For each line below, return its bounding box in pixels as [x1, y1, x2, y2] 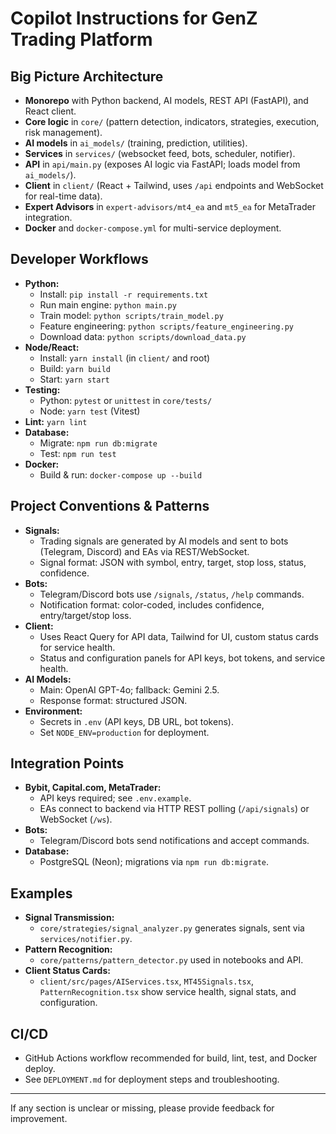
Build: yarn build [39, 362, 111, 374]
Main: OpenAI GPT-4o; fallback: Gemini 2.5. [39, 683, 220, 696]
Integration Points [10, 755, 125, 772]
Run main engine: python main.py [39, 298, 177, 311]
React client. [24, 105, 77, 117]
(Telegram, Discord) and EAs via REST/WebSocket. [39, 545, 250, 557]
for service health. [39, 641, 116, 653]
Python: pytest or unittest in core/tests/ [39, 394, 213, 406]
